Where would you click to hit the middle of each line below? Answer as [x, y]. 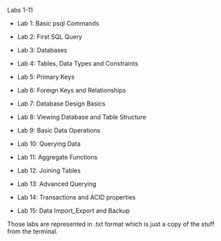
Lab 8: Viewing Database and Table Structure [81, 117]
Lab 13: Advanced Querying [57, 184]
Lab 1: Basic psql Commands [58, 23]
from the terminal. [33, 231]
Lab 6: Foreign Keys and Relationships [71, 90]
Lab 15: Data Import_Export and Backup [73, 211]
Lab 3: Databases [42, 50]
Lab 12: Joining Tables [49, 171]
